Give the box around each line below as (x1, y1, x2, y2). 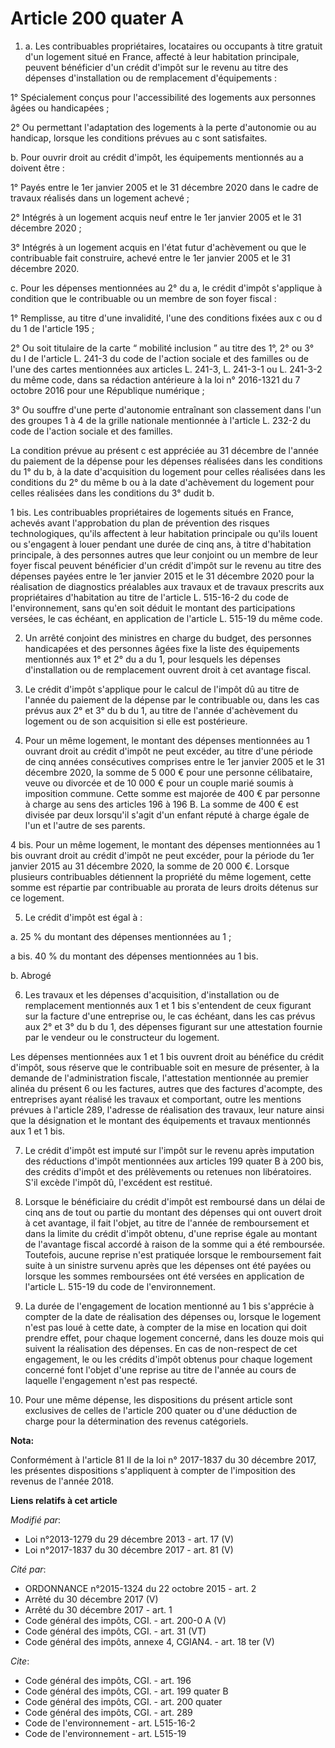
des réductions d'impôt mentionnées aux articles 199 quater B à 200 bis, (24, 1155, 324, 1167)
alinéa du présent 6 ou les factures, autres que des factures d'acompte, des (10, 1082, 323, 1094)
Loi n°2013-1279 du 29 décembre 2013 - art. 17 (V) (24, 1533, 235, 1545)
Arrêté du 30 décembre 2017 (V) (24, 1593, 159, 1605)
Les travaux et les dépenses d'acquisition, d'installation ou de (24, 988, 280, 1001)
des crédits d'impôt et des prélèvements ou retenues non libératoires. (24, 1165, 312, 1177)
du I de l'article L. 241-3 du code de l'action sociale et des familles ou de (10, 352, 309, 364)
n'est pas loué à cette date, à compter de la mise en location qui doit (24, 1321, 307, 1333)
